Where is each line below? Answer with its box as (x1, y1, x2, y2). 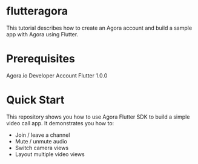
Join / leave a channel (15, 131, 70, 139)
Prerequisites (6, 52, 76, 66)
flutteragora (6, 4, 68, 18)
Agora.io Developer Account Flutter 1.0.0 (6, 71, 108, 79)
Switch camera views (15, 144, 68, 151)
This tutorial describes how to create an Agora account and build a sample (6, 24, 193, 31)
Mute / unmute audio (15, 137, 68, 145)
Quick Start (6, 93, 65, 107)
